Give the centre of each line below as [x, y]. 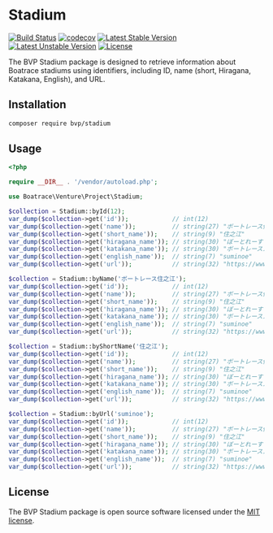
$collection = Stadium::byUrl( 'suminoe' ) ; [81, 414]
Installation [37, 104]
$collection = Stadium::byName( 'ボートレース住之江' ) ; [97, 279]
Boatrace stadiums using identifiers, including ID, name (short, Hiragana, [130, 70]
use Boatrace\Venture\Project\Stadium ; [76, 197]
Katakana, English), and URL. [57, 79]
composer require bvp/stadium [60, 123]
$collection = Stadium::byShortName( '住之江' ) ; [89, 347]
